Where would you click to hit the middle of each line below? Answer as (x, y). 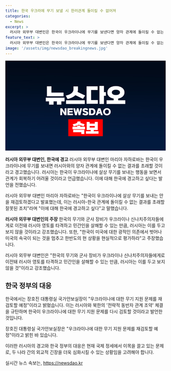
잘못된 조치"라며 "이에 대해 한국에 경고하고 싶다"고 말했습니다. (67, 208)
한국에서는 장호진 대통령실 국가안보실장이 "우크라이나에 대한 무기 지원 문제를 (81, 299)
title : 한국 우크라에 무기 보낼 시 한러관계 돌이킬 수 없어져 (61, 11)
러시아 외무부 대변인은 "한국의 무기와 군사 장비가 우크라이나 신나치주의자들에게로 (85, 255)
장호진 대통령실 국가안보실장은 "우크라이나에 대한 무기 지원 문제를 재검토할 (79, 329)
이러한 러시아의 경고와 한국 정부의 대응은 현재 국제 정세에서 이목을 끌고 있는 (80, 346)
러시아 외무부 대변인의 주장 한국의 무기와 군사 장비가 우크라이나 (67, 219)
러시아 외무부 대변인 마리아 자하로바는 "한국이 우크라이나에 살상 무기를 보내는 (82, 196)
